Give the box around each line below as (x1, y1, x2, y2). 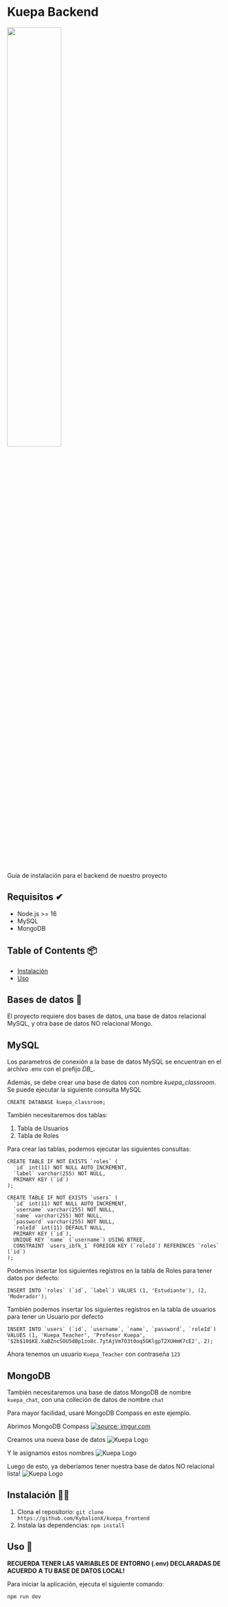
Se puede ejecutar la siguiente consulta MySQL (7, 1086, 142, 1094)
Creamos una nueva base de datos (7, 1436, 106, 1443)
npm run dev (7, 1593, 41, 1600)
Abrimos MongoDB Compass (7, 1422, 89, 1430)
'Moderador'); (7, 1293, 48, 1300)
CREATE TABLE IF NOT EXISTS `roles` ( (7, 1158, 118, 1165)
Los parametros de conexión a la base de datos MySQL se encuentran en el (7, 1057, 222, 1066)
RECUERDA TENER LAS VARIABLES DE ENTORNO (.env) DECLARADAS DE (7, 1559, 221, 1567)
